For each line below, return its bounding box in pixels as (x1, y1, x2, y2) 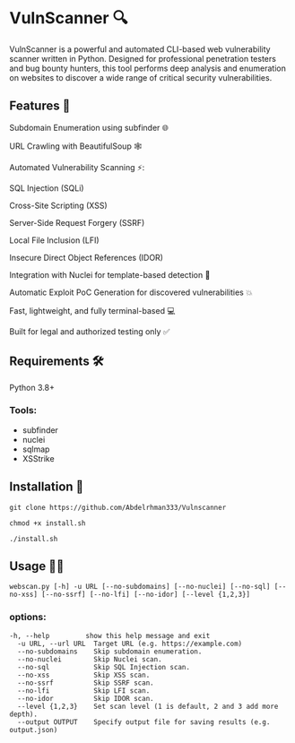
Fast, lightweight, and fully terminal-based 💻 (9, 305, 176, 315)
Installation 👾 (9, 479, 84, 495)
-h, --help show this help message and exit (9, 631, 211, 640)
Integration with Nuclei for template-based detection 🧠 (9, 269, 211, 280)
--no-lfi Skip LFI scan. (17, 686, 151, 695)
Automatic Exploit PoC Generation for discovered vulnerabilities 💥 (9, 287, 253, 298)
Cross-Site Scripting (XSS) (9, 200, 108, 211)
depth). (9, 710, 39, 719)
